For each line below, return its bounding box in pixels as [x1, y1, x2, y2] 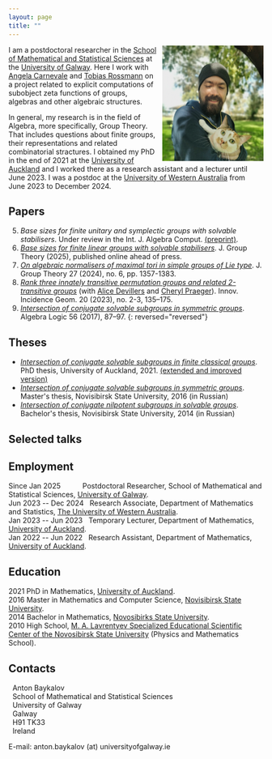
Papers [8, 204, 45, 218]
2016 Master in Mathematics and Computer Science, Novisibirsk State [8, 595, 242, 605]
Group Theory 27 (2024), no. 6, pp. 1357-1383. [19, 269, 176, 279]
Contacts [8, 661, 57, 676]
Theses [8, 335, 47, 349]
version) [19, 374, 49, 384]
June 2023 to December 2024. [8, 181, 112, 190]
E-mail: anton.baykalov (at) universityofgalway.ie [8, 741, 171, 751]
